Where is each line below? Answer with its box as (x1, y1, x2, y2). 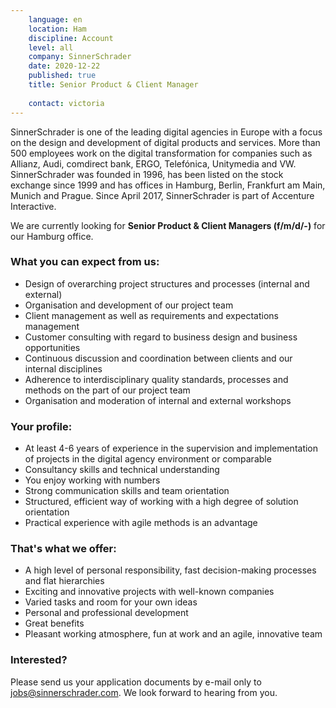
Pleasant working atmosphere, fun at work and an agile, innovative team (24, 628, 323, 640)
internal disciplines (24, 362, 103, 375)
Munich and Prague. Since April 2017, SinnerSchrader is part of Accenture (10, 189, 315, 201)
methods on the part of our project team (24, 384, 191, 396)
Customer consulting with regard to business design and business (24, 331, 298, 343)
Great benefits (24, 617, 85, 630)
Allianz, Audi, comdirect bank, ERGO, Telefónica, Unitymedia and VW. (10, 157, 297, 170)
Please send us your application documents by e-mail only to (10, 676, 262, 688)
